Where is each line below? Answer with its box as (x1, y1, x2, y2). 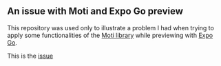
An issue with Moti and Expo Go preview (7, 5, 184, 17)
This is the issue (7, 52, 54, 60)
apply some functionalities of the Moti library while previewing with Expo (7, 31, 213, 39)
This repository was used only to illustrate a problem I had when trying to (7, 23, 215, 32)
